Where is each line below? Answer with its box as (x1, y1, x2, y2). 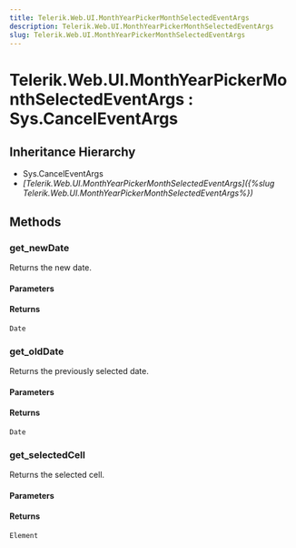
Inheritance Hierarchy (9, 144, 136, 159)
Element (9, 532, 39, 541)
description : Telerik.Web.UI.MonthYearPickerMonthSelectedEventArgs (9, 22, 274, 31)
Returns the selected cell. (9, 470, 105, 481)
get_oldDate (9, 345, 64, 358)
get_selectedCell (9, 448, 86, 461)
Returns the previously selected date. (9, 366, 150, 377)
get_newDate (9, 241, 70, 254)
